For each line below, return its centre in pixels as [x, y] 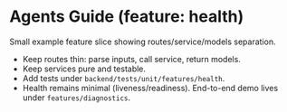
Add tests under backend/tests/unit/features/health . [124, 78]
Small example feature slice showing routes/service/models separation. [143, 42]
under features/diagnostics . [77, 98]
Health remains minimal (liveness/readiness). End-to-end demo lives [150, 88]
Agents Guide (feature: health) [127, 17]
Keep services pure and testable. [84, 69]
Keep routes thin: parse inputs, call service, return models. [132, 59]
